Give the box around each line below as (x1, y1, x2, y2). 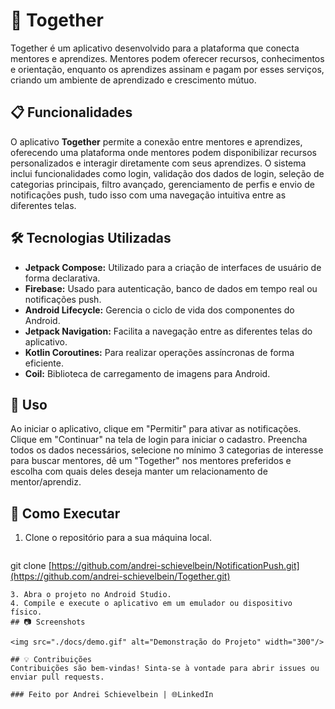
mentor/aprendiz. (10, 476, 82, 488)
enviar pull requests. (10, 672, 105, 683)
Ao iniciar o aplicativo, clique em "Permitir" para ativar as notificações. (10, 423, 302, 435)
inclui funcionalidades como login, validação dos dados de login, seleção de (10, 167, 325, 179)
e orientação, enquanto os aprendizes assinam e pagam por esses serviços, (10, 63, 325, 75)
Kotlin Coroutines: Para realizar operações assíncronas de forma (24, 346, 295, 358)
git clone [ (10, 560, 52, 572)
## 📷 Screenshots (10, 617, 86, 628)
